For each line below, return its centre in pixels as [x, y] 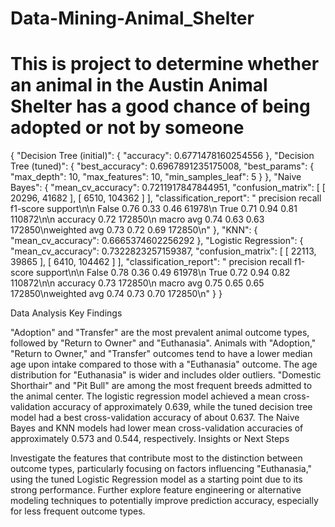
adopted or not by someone [127, 128]
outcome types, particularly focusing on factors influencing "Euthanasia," [161, 469]
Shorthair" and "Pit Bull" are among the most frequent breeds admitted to [161, 386]
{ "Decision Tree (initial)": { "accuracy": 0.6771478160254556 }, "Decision [162, 156]
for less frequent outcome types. [78, 511]
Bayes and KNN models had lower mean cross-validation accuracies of [157, 428]
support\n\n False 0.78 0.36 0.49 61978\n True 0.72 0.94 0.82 [163, 273]
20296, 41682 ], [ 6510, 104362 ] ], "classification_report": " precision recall [166, 198]
